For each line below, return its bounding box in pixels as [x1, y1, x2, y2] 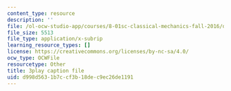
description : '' [7, 16, 54, 23]
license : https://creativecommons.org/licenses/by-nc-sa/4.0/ [7, 49, 189, 55]
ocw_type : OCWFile [7, 55, 60, 62]
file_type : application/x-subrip [7, 36, 103, 42]
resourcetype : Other [7, 61, 67, 68]
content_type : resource [7, 10, 76, 17]
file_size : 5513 [7, 29, 54, 36]
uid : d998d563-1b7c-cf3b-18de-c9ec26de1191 [7, 73, 134, 81]
